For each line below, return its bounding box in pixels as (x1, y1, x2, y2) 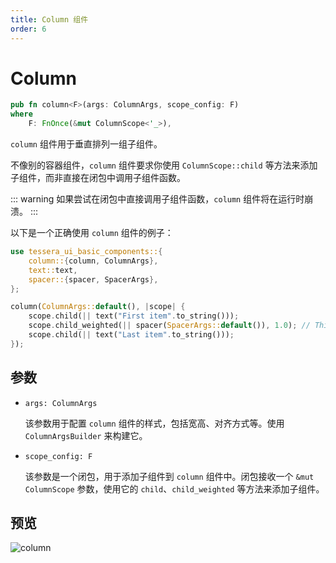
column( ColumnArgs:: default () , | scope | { (10, 302, 186, 312)
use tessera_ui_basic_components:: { (10, 247, 163, 257)
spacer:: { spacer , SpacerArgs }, (28, 274, 159, 285)
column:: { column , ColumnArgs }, (28, 256, 159, 266)
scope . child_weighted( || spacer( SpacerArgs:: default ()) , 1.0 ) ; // (28, 321, 311, 331)
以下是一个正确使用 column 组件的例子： (10, 227, 174, 239)
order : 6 (10, 24, 47, 34)
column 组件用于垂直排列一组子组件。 (10, 138, 163, 150)
